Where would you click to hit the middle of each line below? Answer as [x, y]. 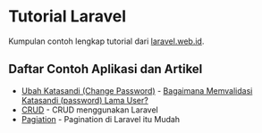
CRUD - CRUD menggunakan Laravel [89, 110]
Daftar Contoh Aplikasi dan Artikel [106, 69]
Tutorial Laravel [68, 17]
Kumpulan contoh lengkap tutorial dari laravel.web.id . [106, 41]
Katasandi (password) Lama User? [85, 100]
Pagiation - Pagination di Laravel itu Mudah [101, 119]
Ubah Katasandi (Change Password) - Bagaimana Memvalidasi [137, 90]
